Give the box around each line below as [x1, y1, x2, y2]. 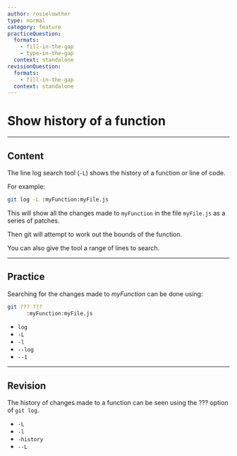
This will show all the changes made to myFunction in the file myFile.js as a [7, 209, 226, 217]
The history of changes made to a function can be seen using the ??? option [7, 399, 229, 407]
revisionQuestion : [7, 63, 61, 70]
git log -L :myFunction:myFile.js [7, 196, 109, 203]
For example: [7, 182, 46, 191]
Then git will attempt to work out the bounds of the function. [7, 230, 183, 238]
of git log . [7, 406, 39, 414]
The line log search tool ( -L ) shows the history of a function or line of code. [7, 169, 226, 177]
